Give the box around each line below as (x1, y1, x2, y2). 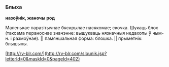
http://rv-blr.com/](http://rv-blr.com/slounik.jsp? (7, 50, 107, 56)
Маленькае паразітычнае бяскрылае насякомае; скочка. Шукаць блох (5, 25, 158, 31)
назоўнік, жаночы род (5, 15, 55, 21)
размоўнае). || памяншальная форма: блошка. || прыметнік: (12, 35, 143, 41)
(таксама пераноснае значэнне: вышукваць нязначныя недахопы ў (5, 30, 151, 36)
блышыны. (5, 41, 28, 47)
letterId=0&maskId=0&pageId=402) (5, 56, 80, 62)
